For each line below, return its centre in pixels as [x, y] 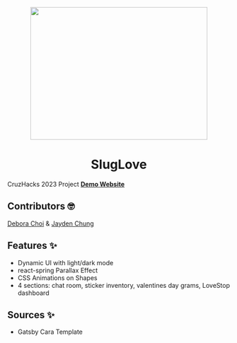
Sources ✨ [31, 315]
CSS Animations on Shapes [57, 278]
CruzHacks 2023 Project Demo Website [66, 184]
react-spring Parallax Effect [58, 270]
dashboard [33, 293]
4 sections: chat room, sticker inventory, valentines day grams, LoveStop [123, 285]
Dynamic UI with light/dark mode [65, 262]
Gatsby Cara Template [50, 332]
